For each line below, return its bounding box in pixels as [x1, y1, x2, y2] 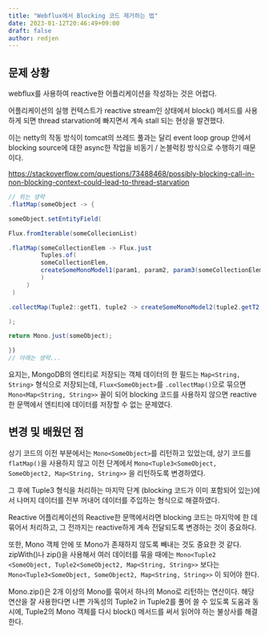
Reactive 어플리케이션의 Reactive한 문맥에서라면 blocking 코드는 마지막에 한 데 [8, 512, 258, 522]
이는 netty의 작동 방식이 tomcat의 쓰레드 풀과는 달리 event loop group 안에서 [8, 133, 251, 143]
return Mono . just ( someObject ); [8, 332, 113, 340]
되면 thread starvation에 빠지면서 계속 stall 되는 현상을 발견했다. [22, 116, 226, 125]
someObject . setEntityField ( [8, 214, 102, 223]
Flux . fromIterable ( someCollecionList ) [8, 230, 138, 238]
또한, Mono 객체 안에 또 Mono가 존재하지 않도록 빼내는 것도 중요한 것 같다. [8, 539, 242, 549]
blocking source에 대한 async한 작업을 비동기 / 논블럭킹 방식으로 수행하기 [8, 143, 242, 152]
